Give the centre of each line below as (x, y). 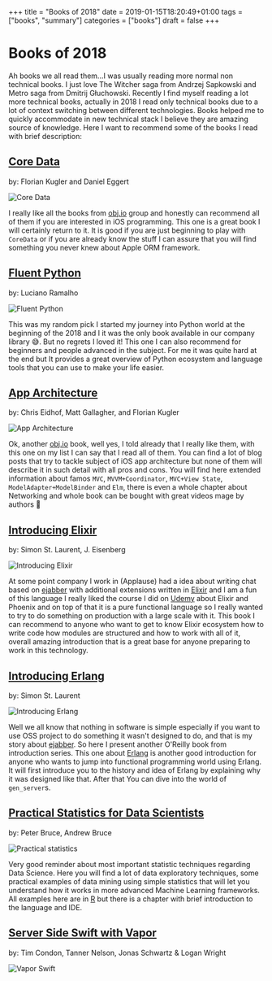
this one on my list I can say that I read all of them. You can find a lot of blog (135, 453)
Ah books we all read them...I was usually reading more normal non (121, 76)
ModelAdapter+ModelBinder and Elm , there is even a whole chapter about (128, 487)
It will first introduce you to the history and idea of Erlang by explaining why (135, 770)
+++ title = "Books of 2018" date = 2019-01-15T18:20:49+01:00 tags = (126, 12)
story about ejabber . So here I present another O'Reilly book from (118, 744)
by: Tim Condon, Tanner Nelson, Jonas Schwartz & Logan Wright (117, 953)
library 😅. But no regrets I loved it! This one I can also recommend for (125, 342)
